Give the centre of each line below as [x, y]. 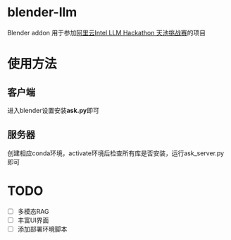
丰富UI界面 [33, 220]
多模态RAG [33, 211]
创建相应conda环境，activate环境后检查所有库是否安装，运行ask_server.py [115, 153]
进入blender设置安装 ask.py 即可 [54, 110]
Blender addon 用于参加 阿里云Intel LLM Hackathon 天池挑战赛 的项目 [107, 32]
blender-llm [42, 12]
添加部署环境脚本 [42, 229]
